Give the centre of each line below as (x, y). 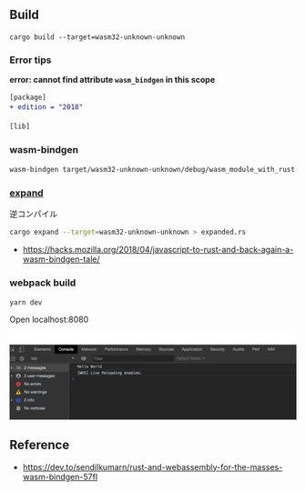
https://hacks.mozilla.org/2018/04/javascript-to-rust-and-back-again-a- (158, 249)
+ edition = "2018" (46, 107)
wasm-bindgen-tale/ (61, 259)
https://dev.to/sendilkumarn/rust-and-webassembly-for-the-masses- (153, 466)
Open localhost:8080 (49, 320)
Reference (40, 445)
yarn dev (26, 303)
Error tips (31, 60)
